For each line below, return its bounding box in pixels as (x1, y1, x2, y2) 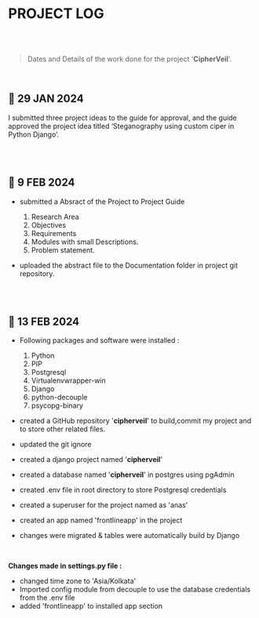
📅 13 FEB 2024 (8, 314, 80, 328)
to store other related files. (19, 424, 106, 434)
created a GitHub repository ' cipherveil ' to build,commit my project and (19, 416, 252, 426)
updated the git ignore (19, 440, 92, 449)
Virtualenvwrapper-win (31, 376, 106, 385)
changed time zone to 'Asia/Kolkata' (19, 576, 137, 586)
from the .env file (19, 593, 75, 602)
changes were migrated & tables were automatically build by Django (19, 531, 240, 540)
